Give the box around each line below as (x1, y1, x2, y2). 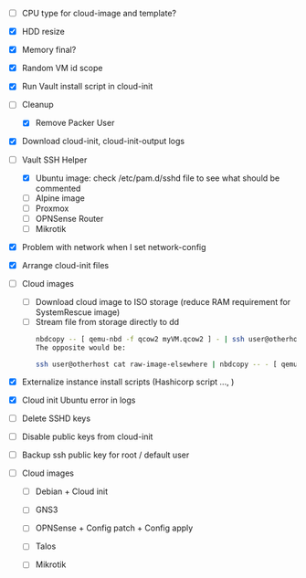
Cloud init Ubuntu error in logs (21, 394, 136, 405)
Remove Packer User (35, 118, 115, 129)
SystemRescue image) (35, 307, 121, 318)
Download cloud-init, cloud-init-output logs (21, 136, 185, 147)
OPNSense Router (35, 213, 104, 224)
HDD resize (21, 26, 65, 37)
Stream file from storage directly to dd (35, 317, 180, 328)
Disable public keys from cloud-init (21, 431, 153, 442)
